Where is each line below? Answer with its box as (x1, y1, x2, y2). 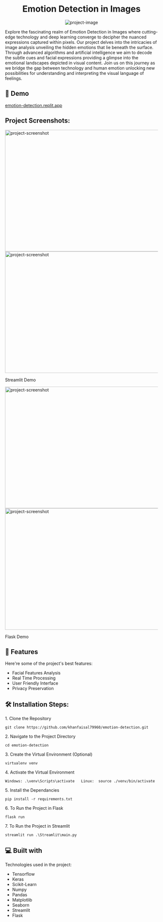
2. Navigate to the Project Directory (5, 733, 76, 740)
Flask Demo (5, 634, 29, 639)
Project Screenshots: (5, 117, 70, 125)
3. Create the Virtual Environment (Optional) (5, 751, 93, 757)
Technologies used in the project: (5, 862, 72, 868)
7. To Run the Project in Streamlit (5, 823, 70, 829)
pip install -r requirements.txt (5, 797, 73, 802)
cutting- (142, 29, 158, 35)
